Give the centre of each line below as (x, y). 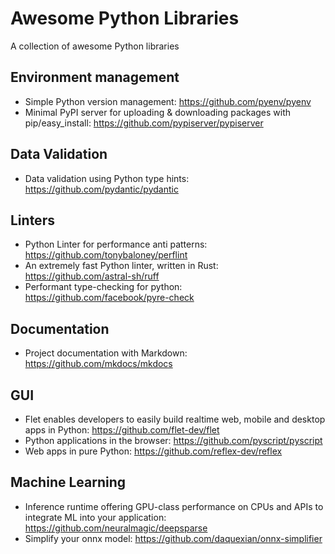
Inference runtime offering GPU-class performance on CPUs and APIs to (174, 506)
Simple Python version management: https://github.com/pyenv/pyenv (168, 101)
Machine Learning (68, 482)
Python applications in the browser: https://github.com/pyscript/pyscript (173, 440)
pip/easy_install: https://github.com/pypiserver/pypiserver (144, 123)
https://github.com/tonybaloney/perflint (106, 255)
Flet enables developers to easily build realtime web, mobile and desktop (175, 419)
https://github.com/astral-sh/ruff (92, 276)
